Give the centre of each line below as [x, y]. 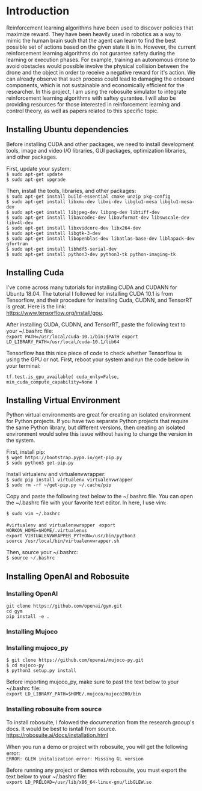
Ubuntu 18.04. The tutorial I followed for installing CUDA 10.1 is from [90, 293]
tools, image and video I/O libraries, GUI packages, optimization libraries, [96, 150]
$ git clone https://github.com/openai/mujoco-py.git [75, 660]
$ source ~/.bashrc [31, 558]
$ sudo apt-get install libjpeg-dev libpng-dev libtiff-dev [83, 212]
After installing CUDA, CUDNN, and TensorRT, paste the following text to [96, 324]
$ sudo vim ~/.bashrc [33, 514]
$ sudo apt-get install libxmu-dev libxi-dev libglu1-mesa [82, 202]
